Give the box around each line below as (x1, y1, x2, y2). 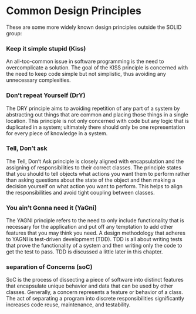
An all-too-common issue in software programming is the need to (6, 58, 164, 65)
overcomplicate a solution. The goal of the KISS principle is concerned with (6, 64, 188, 71)
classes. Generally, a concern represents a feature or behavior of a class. (6, 289, 183, 296)
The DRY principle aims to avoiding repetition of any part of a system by (6, 105, 180, 112)
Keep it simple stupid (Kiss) (6, 44, 86, 52)
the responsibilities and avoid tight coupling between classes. (6, 189, 156, 196)
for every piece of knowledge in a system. (6, 129, 108, 136)
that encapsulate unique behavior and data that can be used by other (6, 282, 173, 289)
